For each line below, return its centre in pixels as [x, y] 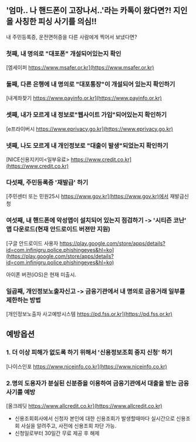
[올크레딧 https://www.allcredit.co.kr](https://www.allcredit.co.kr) [84, 406]
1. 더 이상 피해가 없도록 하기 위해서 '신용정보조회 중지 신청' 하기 [89, 353]
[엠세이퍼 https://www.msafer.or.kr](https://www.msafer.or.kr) [80, 68]
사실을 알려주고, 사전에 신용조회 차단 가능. [69, 426]
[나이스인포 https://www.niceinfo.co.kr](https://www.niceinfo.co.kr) [87, 366]
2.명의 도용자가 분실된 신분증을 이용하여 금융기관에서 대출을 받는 [92, 383]
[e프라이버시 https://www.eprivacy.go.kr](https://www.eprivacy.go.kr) [89, 129]
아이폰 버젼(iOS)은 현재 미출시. [41, 274]
